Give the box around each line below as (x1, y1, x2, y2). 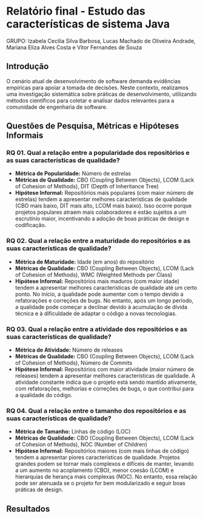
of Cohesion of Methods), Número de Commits (15, 360, 133, 367)
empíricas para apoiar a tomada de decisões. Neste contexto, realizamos (6, 84, 189, 91)
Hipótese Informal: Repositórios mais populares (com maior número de (15, 189, 194, 197)
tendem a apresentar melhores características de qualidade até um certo (15, 284, 198, 291)
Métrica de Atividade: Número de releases (15, 346, 123, 353)
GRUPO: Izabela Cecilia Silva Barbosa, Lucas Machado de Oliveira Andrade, (6, 37, 196, 44)
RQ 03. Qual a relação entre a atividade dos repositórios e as (6, 325, 188, 333)
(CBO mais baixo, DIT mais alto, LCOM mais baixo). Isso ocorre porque (15, 202, 192, 210)
